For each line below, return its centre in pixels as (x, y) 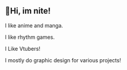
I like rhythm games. (30, 37)
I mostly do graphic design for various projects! (63, 60)
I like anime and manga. (34, 25)
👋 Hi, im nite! (28, 11)
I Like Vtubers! (23, 48)
